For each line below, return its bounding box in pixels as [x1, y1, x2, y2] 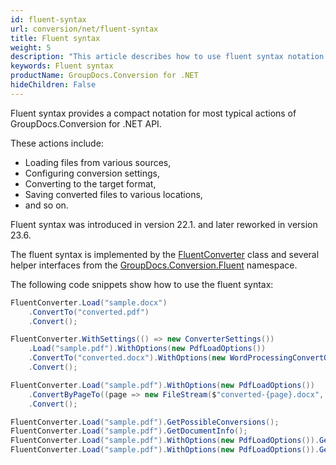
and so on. [24, 199, 69, 211]
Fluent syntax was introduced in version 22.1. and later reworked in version [10, 218, 318, 230]
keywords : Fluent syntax [10, 61, 114, 71]
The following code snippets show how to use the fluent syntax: [10, 278, 274, 290]
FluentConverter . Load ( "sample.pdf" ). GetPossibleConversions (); [10, 417, 280, 427]
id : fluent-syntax [10, 14, 87, 25]
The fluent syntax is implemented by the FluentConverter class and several [10, 248, 320, 260]
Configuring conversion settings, [24, 167, 160, 179]
